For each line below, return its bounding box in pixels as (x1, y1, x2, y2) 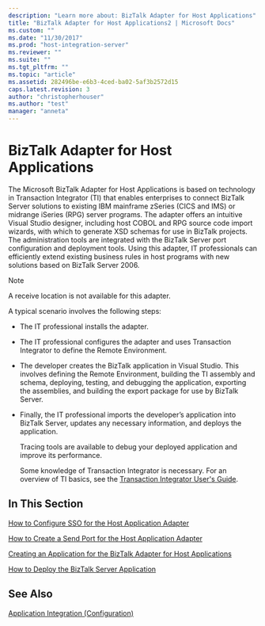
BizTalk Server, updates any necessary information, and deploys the (19, 418, 242, 428)
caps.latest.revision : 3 (8, 85, 90, 94)
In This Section (8, 497, 84, 511)
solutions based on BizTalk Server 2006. (8, 260, 140, 269)
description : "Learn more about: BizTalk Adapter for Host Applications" (8, 11, 257, 20)
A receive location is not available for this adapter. (8, 291, 172, 300)
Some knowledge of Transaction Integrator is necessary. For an (19, 465, 227, 475)
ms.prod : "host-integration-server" (8, 41, 129, 49)
